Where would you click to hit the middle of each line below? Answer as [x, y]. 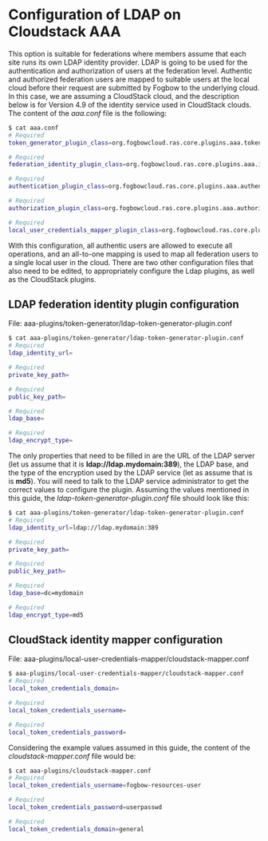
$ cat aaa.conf [33, 128]
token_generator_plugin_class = [60, 143]
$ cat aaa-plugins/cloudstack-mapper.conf [80, 771]
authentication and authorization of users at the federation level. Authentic [130, 70]
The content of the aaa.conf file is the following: [88, 113]
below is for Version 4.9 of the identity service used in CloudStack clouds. [130, 105]
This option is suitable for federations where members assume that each [128, 54]
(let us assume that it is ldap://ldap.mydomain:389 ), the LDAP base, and [128, 464]
